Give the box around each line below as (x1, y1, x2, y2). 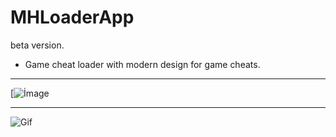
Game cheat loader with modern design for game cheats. (24, 58, 261, 70)
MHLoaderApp (10, 6, 135, 29)
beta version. (10, 39, 65, 51)
